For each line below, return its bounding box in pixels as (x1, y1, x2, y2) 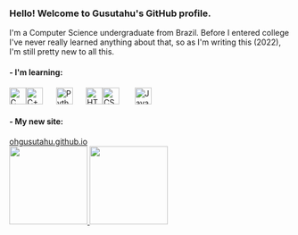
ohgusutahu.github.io (9, 136, 87, 147)
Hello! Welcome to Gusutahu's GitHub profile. (9, 7, 211, 20)
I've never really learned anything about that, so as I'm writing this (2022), (9, 37, 281, 47)
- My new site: (9, 116, 64, 127)
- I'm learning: (9, 66, 63, 78)
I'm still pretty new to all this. (9, 46, 114, 57)
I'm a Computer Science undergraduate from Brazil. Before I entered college (9, 28, 290, 38)
